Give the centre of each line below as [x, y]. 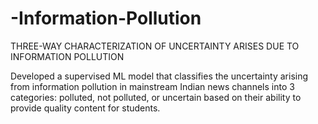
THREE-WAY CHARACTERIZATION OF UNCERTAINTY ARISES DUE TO [155, 46]
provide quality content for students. [85, 108]
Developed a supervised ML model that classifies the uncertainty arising [159, 76]
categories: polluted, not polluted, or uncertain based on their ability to [156, 97]
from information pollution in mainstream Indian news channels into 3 [152, 86]
